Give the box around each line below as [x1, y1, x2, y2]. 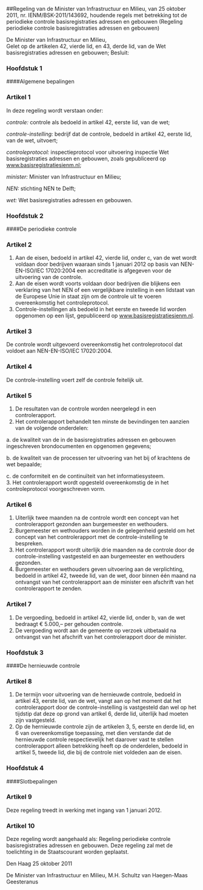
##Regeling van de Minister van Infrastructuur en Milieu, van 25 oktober [6, 5, 186, 12]
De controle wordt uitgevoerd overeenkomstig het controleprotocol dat [6, 341, 183, 348]
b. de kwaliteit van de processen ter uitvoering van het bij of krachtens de [6, 454, 191, 462]
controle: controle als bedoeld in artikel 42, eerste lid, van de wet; [6, 118, 170, 126]
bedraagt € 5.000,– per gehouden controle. [15, 620, 124, 627]
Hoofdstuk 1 [6, 64, 42, 72]
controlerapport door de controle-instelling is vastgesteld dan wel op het [15, 704, 197, 711]
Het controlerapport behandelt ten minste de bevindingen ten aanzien [15, 418, 190, 426]
